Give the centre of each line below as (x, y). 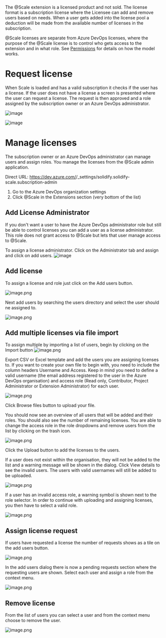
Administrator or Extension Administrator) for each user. (62, 386)
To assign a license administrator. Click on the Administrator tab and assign (82, 250)
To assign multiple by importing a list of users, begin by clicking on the (77, 345)
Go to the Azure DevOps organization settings (59, 191)
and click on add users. (29, 255)
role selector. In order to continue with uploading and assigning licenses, (79, 500)
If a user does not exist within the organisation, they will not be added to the (83, 460)
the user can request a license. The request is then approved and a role (78, 98)
